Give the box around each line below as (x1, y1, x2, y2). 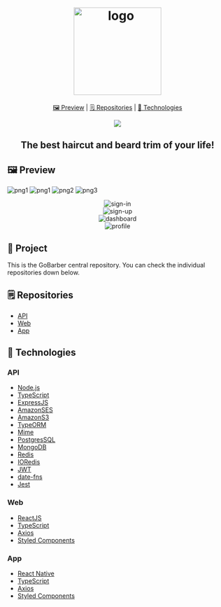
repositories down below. (7, 268, 80, 277)
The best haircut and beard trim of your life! (20, 139, 215, 151)
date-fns (17, 473, 43, 481)
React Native (17, 569, 55, 578)
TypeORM (17, 421, 47, 429)
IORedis (17, 458, 41, 466)
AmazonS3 (17, 413, 50, 421)
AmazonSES (17, 406, 54, 414)
